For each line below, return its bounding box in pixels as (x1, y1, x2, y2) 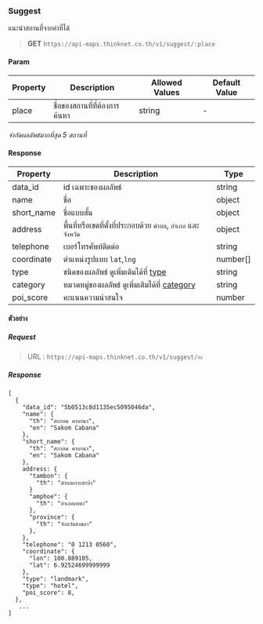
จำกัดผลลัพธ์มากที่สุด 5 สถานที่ (8, 130, 87, 139)
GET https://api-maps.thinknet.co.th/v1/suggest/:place (27, 39, 215, 49)
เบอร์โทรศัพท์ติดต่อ (63, 241, 120, 252)
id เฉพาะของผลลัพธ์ (63, 181, 122, 192)
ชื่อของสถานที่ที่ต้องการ (53, 100, 120, 111)
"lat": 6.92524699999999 (28, 561, 110, 570)
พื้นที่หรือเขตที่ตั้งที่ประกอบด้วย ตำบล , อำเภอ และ (63, 220, 200, 231)
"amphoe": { (28, 493, 68, 501)
